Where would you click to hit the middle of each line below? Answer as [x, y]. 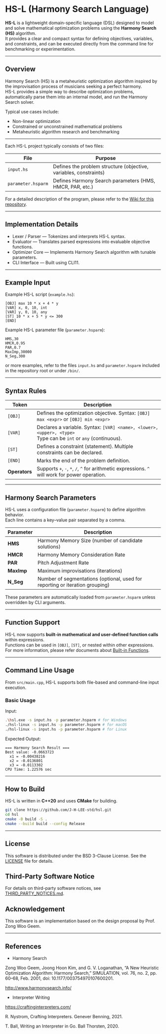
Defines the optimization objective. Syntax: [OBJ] [93, 413]
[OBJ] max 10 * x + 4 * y [32, 304]
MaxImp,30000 [19, 352]
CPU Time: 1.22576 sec [28, 769]
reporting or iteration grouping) [73, 585]
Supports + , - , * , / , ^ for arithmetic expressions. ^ [93, 469]
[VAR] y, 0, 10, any [26, 312]
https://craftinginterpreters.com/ [38, 1007]
